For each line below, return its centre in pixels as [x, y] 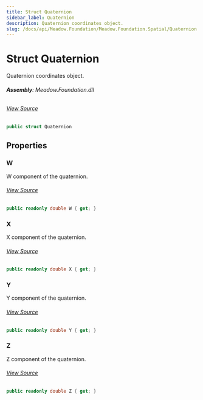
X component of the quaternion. [46, 237]
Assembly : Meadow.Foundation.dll [50, 89]
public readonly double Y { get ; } [51, 330]
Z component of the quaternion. [46, 359]
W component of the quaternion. [47, 176]
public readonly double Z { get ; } [51, 391]
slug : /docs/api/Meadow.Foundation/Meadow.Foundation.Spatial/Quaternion [102, 29]
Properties [27, 146]
